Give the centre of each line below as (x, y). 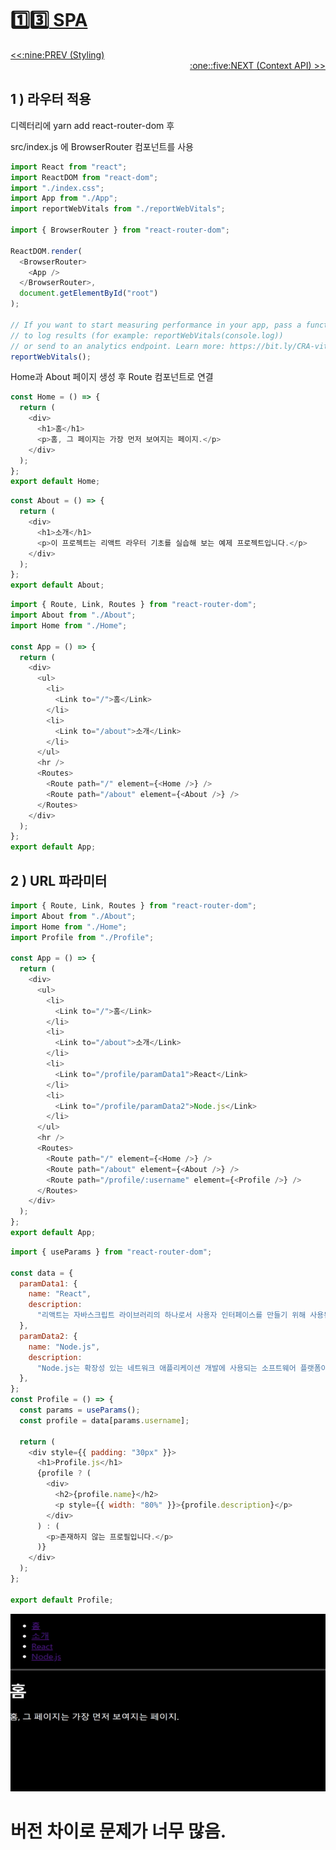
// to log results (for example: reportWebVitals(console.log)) (147, 335)
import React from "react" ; (69, 167)
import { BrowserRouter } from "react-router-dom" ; (120, 230)
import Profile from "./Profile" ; (82, 937)
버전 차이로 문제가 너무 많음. (118, 1831)
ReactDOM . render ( (46, 251)
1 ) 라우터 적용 (51, 99)
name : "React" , (60, 1294)
